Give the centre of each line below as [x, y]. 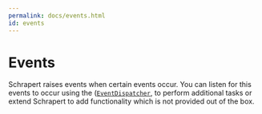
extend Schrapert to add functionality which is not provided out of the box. [131, 101]
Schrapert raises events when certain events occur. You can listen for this [130, 85]
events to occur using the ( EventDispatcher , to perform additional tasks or [130, 93]
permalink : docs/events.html [57, 16]
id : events [26, 23]
